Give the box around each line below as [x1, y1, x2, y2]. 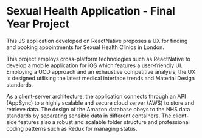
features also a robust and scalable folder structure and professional [18, 118, 190, 125]
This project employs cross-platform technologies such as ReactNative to [6, 55, 190, 62]
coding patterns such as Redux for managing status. [6, 125, 138, 132]
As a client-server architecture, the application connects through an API [6, 93, 186, 100]
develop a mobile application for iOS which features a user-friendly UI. [6, 62, 183, 69]
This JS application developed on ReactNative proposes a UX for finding [6, 37, 188, 44]
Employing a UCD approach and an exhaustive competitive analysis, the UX [6, 68, 196, 75]
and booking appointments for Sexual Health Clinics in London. [6, 44, 164, 51]
